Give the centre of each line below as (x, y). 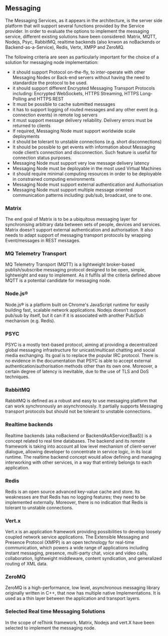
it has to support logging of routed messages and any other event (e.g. (86, 109)
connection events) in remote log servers (55, 115)
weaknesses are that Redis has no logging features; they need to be (75, 497)
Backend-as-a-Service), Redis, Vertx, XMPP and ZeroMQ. (65, 47)
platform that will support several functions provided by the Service (75, 26)
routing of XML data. (27, 564)
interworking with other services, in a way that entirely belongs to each (78, 462)
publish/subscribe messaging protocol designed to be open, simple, (75, 270)
